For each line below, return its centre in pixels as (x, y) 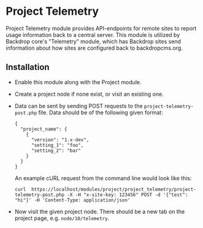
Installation (28, 67)
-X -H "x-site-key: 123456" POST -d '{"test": (127, 195)
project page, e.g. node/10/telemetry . (62, 218)
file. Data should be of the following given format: (101, 112)
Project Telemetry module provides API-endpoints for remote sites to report (101, 28)
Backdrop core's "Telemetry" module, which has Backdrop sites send (94, 41)
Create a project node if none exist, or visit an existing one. (89, 94)
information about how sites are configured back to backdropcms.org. (94, 48)
